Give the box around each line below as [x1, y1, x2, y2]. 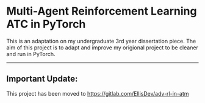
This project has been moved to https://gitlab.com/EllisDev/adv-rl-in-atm [6, 90, 189, 97]
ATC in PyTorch [6, 17, 86, 31]
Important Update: [6, 74, 78, 84]
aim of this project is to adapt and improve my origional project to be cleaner [6, 44, 198, 51]
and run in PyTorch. [6, 50, 56, 57]
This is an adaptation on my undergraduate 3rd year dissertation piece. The [6, 37, 196, 44]
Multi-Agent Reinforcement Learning [6, 4, 197, 18]
